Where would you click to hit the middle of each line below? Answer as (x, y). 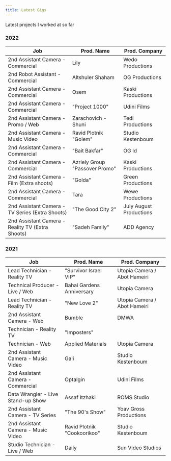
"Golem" (82, 139)
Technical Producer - (34, 285)
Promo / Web (23, 124)
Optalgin (75, 379)
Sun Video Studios (139, 448)
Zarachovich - (89, 118)
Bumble (74, 318)
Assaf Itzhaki (80, 397)
